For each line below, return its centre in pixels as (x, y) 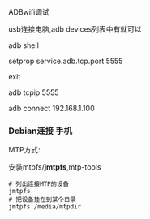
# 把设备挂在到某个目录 (43, 200)
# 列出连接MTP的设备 (39, 184)
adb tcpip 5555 (34, 92)
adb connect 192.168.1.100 (51, 108)
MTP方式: (24, 150)
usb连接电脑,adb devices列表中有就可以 (75, 29)
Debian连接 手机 (41, 131)
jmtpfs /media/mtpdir (45, 207)
